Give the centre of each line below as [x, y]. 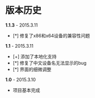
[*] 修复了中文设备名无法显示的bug [50, 63]
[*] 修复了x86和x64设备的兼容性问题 [51, 35]
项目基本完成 [26, 90]
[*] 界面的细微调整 [32, 69]
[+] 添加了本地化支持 [35, 56]
